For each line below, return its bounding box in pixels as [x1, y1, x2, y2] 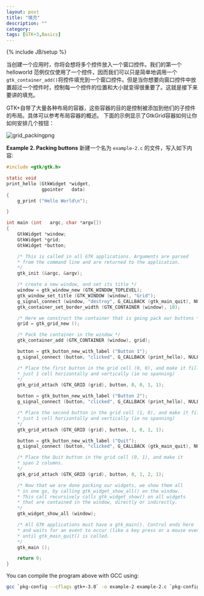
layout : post [6, 9, 39, 15]
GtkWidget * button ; [17, 242, 67, 249]
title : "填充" [6, 15, 41, 21]
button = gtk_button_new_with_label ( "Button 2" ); [17, 393, 148, 399]
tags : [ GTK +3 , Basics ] [6, 32, 61, 38]
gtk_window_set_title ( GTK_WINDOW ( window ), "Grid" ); [17, 293, 156, 299]
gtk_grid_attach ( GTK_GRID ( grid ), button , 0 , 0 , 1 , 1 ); [17, 382, 165, 388]
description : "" [6, 20, 47, 26]
